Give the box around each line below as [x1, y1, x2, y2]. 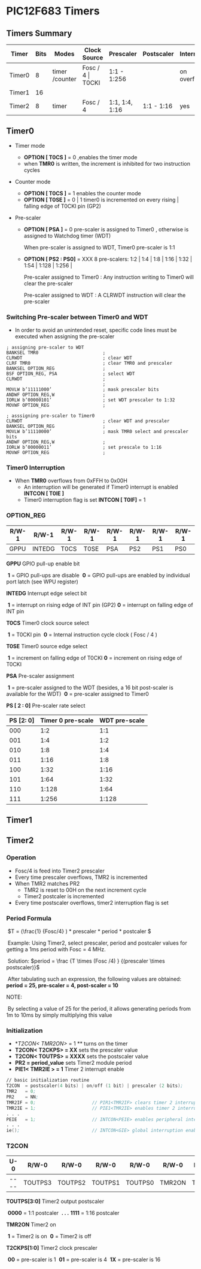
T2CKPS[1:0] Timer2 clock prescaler [6, 1244, 98, 1252]
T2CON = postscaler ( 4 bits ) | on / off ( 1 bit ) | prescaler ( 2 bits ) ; [6, 1083, 184, 1089]
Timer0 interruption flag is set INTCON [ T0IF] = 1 [23, 496, 146, 504]
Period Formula [6, 914, 52, 922]
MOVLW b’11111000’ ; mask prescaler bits [6, 386, 160, 393]
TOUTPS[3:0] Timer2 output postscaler [6, 1197, 105, 1205]
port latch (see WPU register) [6, 578, 79, 585]
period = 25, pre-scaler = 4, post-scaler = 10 [6, 982, 118, 989]
